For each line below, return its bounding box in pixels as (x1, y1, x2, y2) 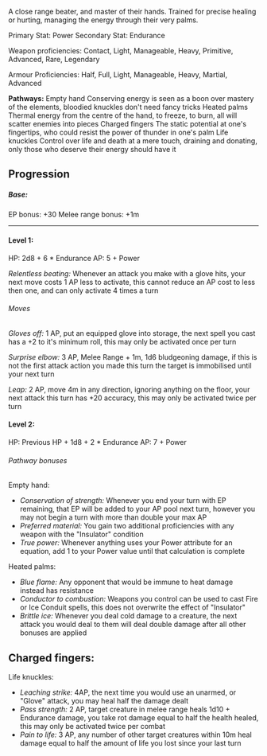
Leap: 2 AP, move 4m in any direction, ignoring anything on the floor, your (8, 384, 250, 394)
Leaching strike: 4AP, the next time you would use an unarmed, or (19, 688, 237, 697)
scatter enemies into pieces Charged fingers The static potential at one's (8, 119, 247, 128)
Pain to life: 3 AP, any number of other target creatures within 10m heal (19, 730, 252, 739)
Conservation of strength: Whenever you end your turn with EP (19, 496, 226, 505)
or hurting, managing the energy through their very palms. (8, 15, 199, 25)
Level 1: (8, 235, 34, 245)
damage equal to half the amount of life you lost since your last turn (19, 738, 242, 747)
